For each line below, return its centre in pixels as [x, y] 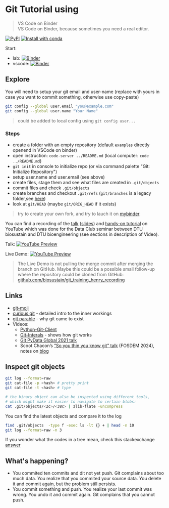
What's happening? [37, 461]
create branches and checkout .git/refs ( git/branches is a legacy [82, 193]
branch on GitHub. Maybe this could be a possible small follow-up [86, 269]
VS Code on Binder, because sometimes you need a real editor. [83, 28]
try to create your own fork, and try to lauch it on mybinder [78, 214]
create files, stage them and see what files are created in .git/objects [86, 182]
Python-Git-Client [38, 329]
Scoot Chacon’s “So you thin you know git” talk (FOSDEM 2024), [87, 346]
